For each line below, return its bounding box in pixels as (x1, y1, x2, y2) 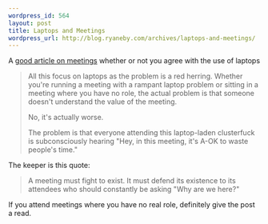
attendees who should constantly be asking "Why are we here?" (27, 185, 240, 194)
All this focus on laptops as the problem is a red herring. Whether (27, 71, 243, 81)
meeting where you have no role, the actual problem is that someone (27, 89, 254, 98)
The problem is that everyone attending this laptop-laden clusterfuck (27, 128, 255, 138)
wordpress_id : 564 (8, 11, 70, 20)
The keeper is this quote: (8, 161, 90, 170)
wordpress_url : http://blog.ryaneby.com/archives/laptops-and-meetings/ (8, 34, 256, 42)
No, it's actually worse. (27, 113, 104, 122)
